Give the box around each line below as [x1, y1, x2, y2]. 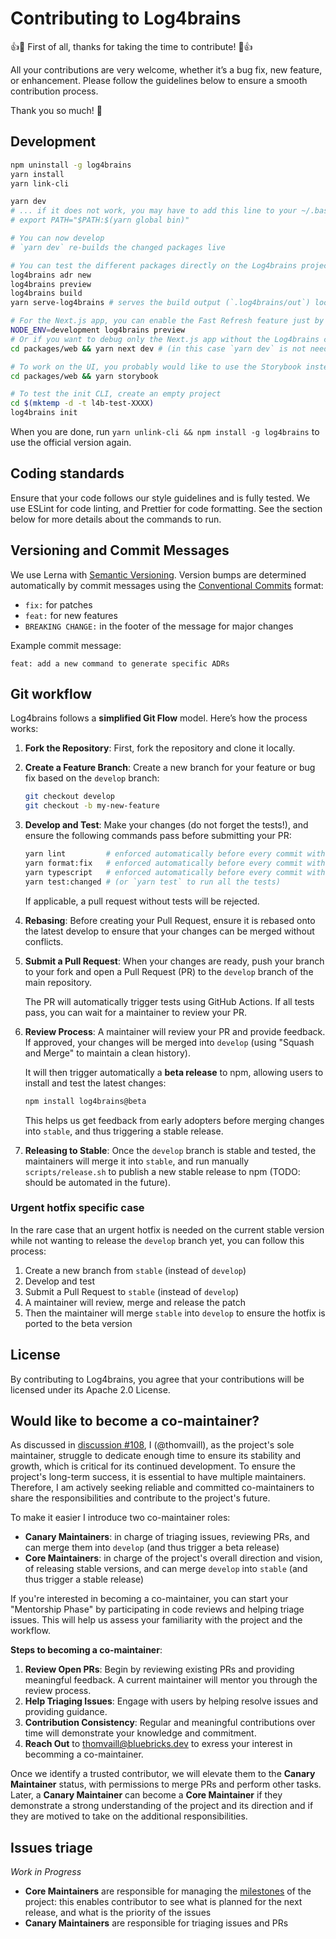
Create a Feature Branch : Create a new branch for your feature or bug [24, 762, 316, 774]
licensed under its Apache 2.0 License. [10, 1383, 171, 1396]
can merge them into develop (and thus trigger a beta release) [24, 1542, 280, 1554]
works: [10, 723, 39, 735]
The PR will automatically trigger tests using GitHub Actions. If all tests [24, 995, 315, 1007]
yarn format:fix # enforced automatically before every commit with [24, 858, 326, 869]
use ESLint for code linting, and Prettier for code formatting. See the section [10, 502, 323, 514]
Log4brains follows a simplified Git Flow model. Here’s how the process [10, 712, 308, 724]
